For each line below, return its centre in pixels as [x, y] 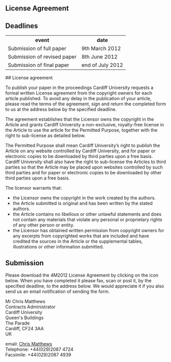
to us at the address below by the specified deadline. [61, 109]
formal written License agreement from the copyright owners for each [79, 93]
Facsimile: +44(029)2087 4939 [38, 355]
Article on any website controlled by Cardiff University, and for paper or [80, 151]
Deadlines [22, 26]
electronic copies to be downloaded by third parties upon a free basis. [79, 156]
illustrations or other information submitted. [58, 247]
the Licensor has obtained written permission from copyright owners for [88, 231]
